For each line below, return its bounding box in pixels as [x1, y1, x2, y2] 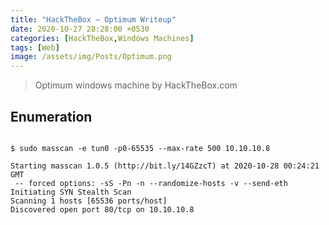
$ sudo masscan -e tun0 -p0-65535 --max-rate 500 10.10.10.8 [10, 143, 271, 153]
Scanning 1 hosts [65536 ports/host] [10, 196, 168, 206]
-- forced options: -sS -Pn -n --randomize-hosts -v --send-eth [14, 178, 288, 188]
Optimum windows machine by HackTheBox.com [34, 79, 238, 91]
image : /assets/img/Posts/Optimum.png [10, 52, 172, 62]
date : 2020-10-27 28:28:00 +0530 [10, 24, 150, 34]
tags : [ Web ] [10, 42, 60, 53]
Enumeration [10, 108, 93, 125]
